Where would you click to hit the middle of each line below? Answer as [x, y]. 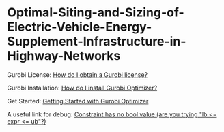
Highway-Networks [64, 56]
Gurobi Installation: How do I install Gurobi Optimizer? [82, 88]
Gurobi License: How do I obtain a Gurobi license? [78, 75]
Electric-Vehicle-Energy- [80, 27]
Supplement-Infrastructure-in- [97, 42]
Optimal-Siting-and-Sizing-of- [96, 13]
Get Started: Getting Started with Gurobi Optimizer [78, 101]
